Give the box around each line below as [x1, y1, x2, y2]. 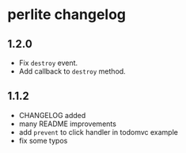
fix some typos [18, 136, 68, 145]
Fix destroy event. [18, 58, 78, 67]
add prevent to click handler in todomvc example [18, 127, 179, 136]
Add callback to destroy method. [18, 67, 126, 76]
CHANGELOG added [18, 110, 86, 120]
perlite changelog [7, 6, 127, 24]
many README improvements [18, 119, 116, 128]
